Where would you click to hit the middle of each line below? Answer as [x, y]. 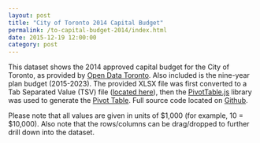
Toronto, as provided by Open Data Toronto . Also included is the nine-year [129, 75]
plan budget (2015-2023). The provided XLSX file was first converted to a [128, 84]
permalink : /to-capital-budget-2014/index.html [88, 30]
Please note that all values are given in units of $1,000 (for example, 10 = [126, 115]
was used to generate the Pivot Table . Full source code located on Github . [128, 101]
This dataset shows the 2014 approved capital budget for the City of [119, 67]
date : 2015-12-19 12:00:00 [52, 37]
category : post [33, 45]
